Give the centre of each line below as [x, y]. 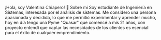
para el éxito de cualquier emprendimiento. [48, 33]
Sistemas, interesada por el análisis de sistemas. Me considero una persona [80, 12]
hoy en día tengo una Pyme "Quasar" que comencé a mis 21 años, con [75, 22]
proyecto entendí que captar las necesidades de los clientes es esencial [77, 28]
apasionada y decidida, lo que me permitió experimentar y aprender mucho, [80, 17]
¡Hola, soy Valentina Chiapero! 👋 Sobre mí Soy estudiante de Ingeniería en [79, 7]
